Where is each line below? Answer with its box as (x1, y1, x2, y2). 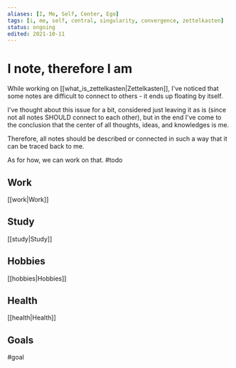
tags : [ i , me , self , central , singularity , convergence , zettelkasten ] (7, 17, 224, 24)
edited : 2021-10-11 (7, 30, 65, 38)
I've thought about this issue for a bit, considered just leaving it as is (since (7, 106, 226, 114)
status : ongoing (7, 23, 55, 31)
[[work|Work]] (7, 195, 49, 203)
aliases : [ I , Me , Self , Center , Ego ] (7, 10, 119, 18)
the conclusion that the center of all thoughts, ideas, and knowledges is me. (7, 121, 230, 129)
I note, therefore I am (7, 61, 133, 77)
